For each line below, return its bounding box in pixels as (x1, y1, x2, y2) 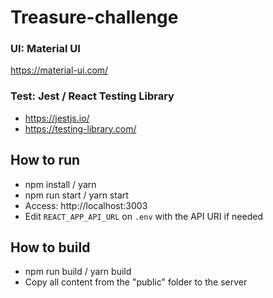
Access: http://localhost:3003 (24, 199, 148, 211)
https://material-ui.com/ (10, 64, 109, 76)
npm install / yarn (24, 178, 97, 190)
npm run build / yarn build (24, 266, 132, 278)
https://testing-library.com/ (24, 122, 137, 135)
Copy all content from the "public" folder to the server (24, 276, 248, 288)
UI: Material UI (10, 42, 81, 56)
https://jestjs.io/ (24, 112, 90, 124)
